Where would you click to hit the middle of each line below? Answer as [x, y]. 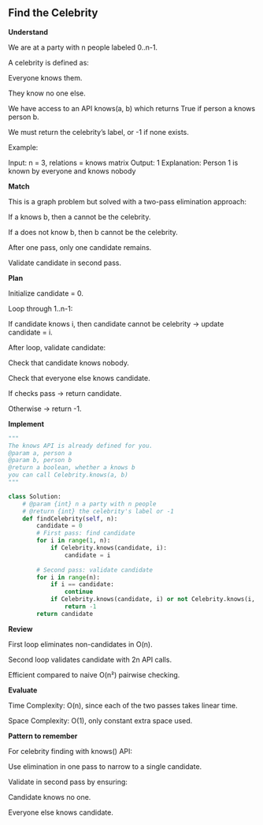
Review [20, 629]
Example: [23, 147]
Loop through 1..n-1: [41, 308]
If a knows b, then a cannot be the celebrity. [80, 217]
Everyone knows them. [45, 77]
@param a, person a [40, 453]
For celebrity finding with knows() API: [70, 751]
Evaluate [23, 690]
